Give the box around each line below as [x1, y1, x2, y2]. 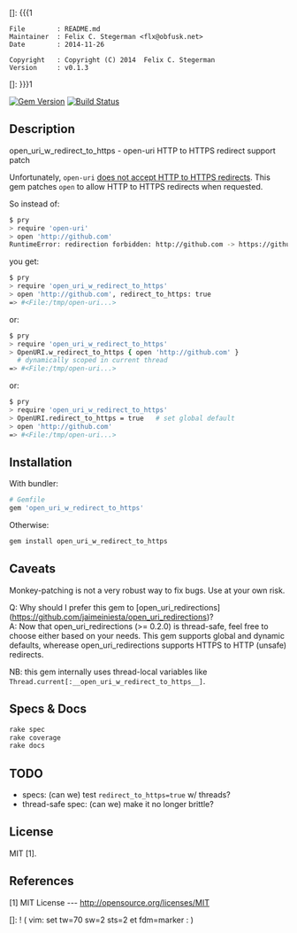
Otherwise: [9, 520, 49, 531]
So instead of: [9, 198, 60, 209]
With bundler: [9, 478, 59, 489]
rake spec [9, 725, 46, 734]
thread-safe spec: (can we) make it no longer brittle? [21, 799, 214, 810]
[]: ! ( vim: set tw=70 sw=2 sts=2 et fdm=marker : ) [9, 914, 194, 925]
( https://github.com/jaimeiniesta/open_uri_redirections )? [9, 611, 214, 622]
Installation [9, 455, 72, 470]
